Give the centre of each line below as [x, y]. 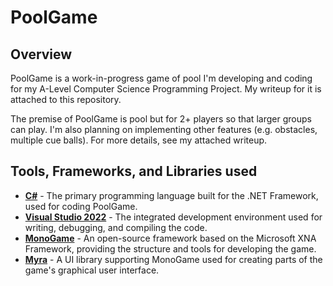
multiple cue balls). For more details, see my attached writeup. [139, 140]
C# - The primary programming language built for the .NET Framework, [171, 195]
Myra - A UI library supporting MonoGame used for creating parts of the [173, 259]
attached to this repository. [66, 99]
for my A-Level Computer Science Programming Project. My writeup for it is [166, 89]
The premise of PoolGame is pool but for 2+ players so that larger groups [161, 119]
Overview [41, 54]
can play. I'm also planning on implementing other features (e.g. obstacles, [164, 129]
